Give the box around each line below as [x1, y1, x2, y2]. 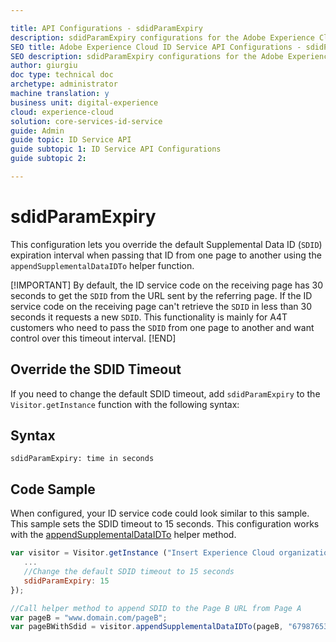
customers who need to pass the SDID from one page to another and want [10, 321, 315, 333]
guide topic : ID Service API [10, 135, 132, 145]
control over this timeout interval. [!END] [10, 332, 177, 344]
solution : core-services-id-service [10, 116, 163, 126]
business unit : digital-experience [10, 97, 159, 108]
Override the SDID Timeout [10, 361, 182, 378]
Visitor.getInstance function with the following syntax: [10, 398, 240, 410]
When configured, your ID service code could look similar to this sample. [10, 507, 310, 520]
